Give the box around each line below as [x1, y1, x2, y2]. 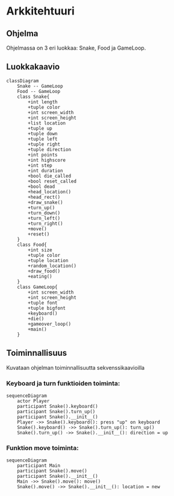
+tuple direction [28, 146, 71, 152]
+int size [28, 246, 52, 253]
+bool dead [28, 183, 55, 190]
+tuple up [28, 125, 52, 131]
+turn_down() [28, 210, 61, 216]
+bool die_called [28, 173, 71, 179]
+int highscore [28, 157, 66, 163]
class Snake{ [17, 94, 50, 100]
